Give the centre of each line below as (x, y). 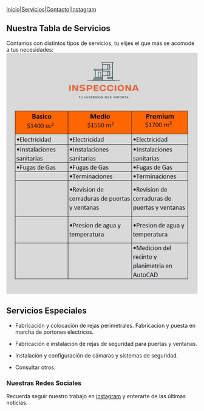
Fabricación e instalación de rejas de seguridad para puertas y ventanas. (106, 344)
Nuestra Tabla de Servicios (59, 28)
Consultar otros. (35, 367)
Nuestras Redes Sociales (44, 383)
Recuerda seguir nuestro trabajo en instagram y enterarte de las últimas (96, 396)
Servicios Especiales (46, 311)
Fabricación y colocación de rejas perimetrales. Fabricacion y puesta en (105, 325)
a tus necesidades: (30, 49)
